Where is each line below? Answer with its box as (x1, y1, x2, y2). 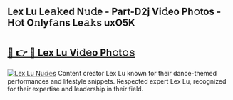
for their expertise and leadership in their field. (7, 85, 144, 93)
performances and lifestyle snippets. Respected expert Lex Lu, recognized (7, 77, 227, 85)
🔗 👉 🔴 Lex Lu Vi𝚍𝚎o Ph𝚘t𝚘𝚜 (7, 46, 135, 59)
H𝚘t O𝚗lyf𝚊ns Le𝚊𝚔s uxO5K (7, 17, 135, 29)
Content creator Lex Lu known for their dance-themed (58, 69, 217, 77)
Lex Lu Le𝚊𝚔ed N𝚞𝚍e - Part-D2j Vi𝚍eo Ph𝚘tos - (7, 6, 222, 18)
